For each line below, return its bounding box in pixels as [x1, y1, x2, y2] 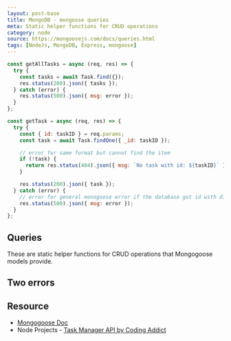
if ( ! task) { [19, 156, 57, 163]
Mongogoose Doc [16, 318, 69, 327]
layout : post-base [7, 10, 60, 17]
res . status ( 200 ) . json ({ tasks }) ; [19, 80, 118, 86]
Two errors [7, 277, 55, 289]
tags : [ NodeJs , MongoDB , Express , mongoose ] [7, 42, 137, 49]
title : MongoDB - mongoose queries [7, 16, 109, 23]
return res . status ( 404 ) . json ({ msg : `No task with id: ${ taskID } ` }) [25, 162, 229, 169]
